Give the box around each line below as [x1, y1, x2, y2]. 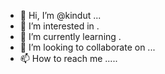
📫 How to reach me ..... [19, 53, 118, 64]
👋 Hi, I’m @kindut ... [19, 10, 102, 21]
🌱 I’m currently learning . [19, 31, 122, 42]
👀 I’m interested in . [19, 20, 100, 32]
